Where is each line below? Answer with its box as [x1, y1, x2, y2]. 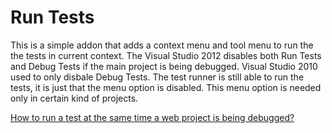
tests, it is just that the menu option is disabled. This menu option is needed [10, 81, 322, 93]
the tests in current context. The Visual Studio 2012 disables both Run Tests [10, 49, 322, 61]
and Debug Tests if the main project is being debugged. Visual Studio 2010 [10, 60, 318, 72]
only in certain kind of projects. [10, 92, 139, 104]
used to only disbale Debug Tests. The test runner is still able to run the [10, 71, 305, 83]
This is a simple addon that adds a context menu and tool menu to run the [10, 39, 314, 51]
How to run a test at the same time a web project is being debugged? [10, 111, 295, 123]
